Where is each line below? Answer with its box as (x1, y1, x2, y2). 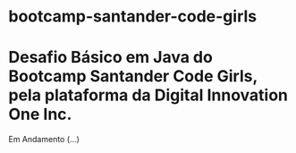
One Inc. (8, 105, 72, 124)
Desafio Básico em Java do (8, 47, 214, 68)
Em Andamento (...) (8, 134, 80, 145)
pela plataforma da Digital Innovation (8, 85, 288, 106)
